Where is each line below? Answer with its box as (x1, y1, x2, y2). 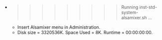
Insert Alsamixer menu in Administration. (17, 24, 100, 30)
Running (121, 4, 139, 10)
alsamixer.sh (121, 15, 147, 20)
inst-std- (139, 4, 158, 10)
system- (121, 9, 138, 15)
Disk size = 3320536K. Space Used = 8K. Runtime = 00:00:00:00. (17, 30, 153, 35)
